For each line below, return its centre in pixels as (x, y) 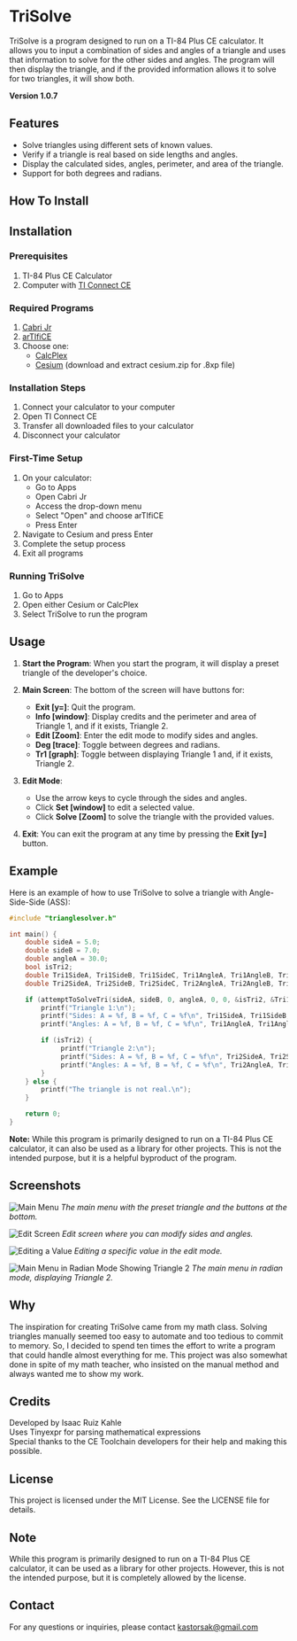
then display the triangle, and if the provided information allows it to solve (143, 69)
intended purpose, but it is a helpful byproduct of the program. (123, 1157)
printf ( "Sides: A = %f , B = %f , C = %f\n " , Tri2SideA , (164, 1056)
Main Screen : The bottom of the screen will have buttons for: (133, 689)
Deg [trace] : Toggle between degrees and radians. (128, 744)
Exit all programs (53, 553)
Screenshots (45, 1186)
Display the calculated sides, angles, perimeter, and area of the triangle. (153, 163)
